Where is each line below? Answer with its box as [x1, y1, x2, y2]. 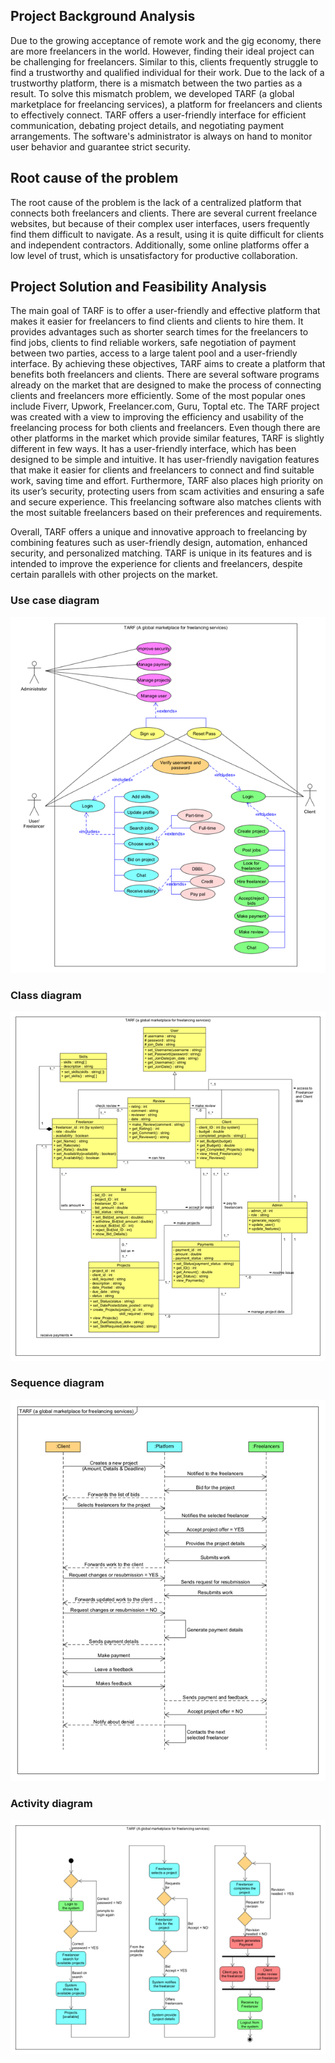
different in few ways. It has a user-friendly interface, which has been [10, 443, 297, 455]
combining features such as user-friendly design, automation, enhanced [10, 537, 308, 549]
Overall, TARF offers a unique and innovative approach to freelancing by [10, 526, 308, 538]
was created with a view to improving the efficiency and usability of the [10, 411, 304, 423]
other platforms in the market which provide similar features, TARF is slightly [10, 432, 325, 444]
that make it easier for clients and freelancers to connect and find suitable [10, 464, 315, 476]
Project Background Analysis [10, 8, 196, 25]
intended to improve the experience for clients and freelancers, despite [10, 558, 303, 570]
